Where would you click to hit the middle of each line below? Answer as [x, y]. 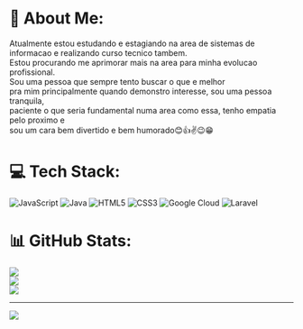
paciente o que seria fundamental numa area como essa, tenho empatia [143, 110]
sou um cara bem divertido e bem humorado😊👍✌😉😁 [111, 130]
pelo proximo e [37, 120]
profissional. [32, 72]
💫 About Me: [57, 18]
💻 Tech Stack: [65, 172]
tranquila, [27, 101]
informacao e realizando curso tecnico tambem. [98, 52]
